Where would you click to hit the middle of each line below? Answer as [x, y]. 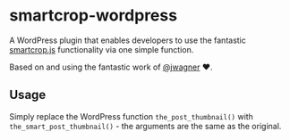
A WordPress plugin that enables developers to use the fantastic [128, 40]
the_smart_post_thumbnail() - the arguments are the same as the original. [145, 126]
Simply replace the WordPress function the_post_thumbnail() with [131, 116]
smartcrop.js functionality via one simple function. [102, 49]
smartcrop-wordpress [93, 16]
